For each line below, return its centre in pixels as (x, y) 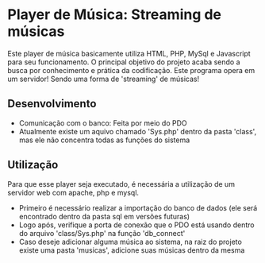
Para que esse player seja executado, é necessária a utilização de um (121, 184)
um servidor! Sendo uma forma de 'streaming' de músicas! (104, 79)
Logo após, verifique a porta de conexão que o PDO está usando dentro (136, 225)
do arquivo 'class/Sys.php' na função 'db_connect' (102, 233)
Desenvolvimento (52, 104)
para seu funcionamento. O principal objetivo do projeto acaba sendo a (124, 62)
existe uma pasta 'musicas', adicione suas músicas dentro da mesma (132, 250)
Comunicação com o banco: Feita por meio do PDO (103, 123)
